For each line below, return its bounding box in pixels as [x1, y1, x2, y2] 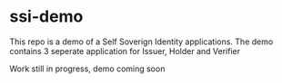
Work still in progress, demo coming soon [9, 63, 166, 74]
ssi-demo [9, 6, 84, 27]
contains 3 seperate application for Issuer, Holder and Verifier [9, 45, 241, 56]
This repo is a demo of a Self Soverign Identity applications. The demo [9, 36, 274, 47]
